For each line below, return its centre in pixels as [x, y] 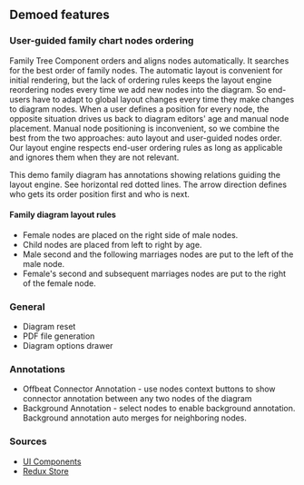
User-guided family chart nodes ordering [102, 41]
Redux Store [46, 470]
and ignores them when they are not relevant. [94, 157]
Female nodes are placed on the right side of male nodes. [130, 234]
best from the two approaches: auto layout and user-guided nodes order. [146, 138]
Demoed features [60, 15]
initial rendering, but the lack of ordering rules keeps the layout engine [141, 80]
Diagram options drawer [68, 346]
